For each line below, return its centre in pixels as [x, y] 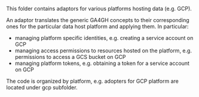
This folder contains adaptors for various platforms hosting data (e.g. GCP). [99, 9]
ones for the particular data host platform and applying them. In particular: [97, 26]
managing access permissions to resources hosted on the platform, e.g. [103, 51]
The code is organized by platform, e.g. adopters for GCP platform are [93, 81]
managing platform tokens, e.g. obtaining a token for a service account [102, 63]
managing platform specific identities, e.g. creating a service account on [104, 38]
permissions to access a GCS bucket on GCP [70, 57]
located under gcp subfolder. [42, 87]
